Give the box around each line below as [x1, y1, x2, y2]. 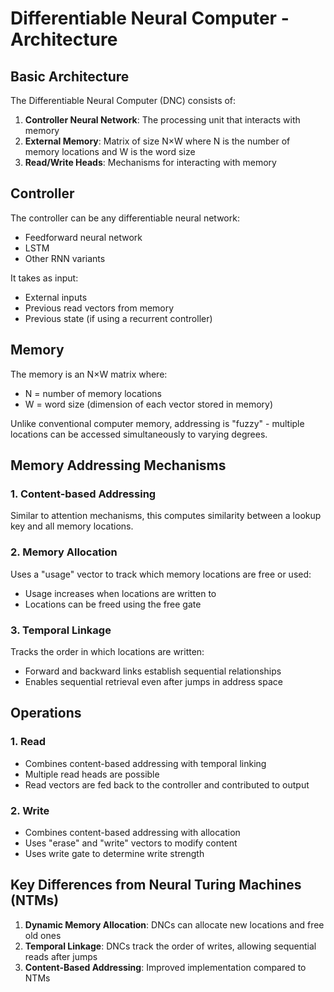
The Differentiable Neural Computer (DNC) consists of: [10, 95, 237, 106]
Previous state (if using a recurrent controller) [24, 312, 213, 324]
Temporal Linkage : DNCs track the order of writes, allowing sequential [24, 940, 317, 952]
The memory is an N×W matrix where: [10, 368, 168, 380]
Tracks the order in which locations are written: [10, 645, 205, 657]
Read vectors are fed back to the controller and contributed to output [24, 778, 310, 791]
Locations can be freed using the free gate [24, 598, 202, 610]
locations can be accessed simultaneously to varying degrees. [10, 428, 268, 440]
